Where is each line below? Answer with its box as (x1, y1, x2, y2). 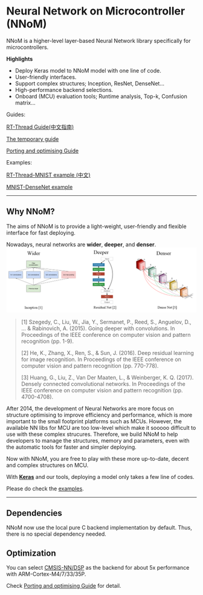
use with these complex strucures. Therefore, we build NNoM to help (6, 431, 178, 438)
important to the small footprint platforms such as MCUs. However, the (6, 417, 182, 424)
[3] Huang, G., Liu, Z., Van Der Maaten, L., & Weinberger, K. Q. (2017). (21, 374, 194, 381)
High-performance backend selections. (14, 86, 114, 93)
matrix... (14, 99, 36, 106)
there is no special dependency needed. (6, 530, 107, 538)
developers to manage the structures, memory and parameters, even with (6, 437, 190, 444)
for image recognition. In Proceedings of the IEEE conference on (21, 356, 181, 363)
